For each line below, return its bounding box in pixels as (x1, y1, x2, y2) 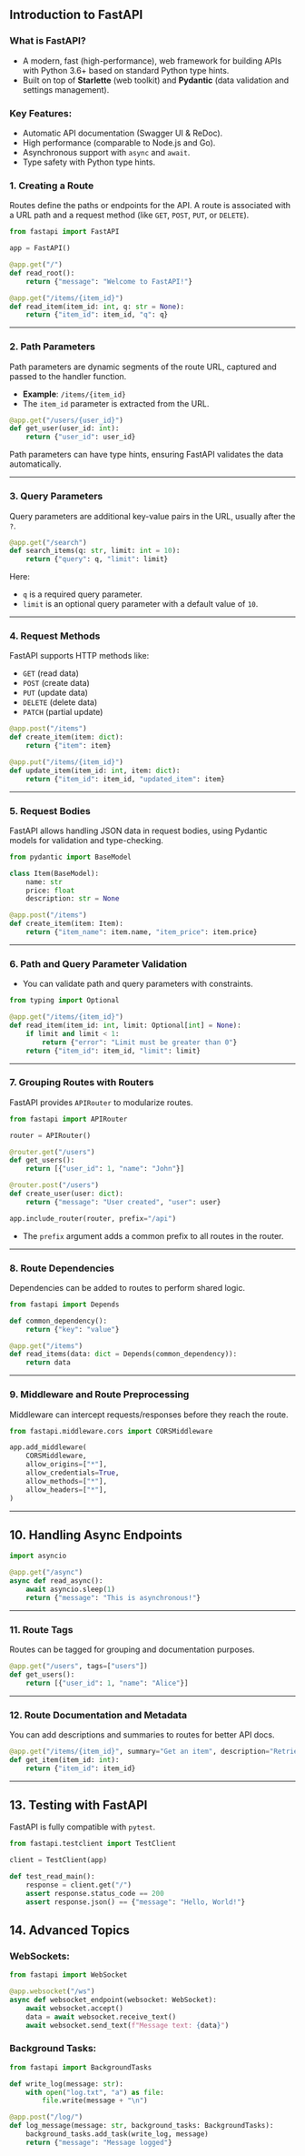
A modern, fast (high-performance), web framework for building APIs (22, 55, 282, 66)
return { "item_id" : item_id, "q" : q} (25, 310, 169, 319)
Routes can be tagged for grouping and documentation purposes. (9, 1644, 256, 1655)
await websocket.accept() (25, 2003, 124, 2013)
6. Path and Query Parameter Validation (9, 957, 188, 970)
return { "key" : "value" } (25, 1325, 120, 1334)
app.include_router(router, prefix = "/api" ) (9, 1214, 177, 1223)
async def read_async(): (9, 1577, 103, 1586)
